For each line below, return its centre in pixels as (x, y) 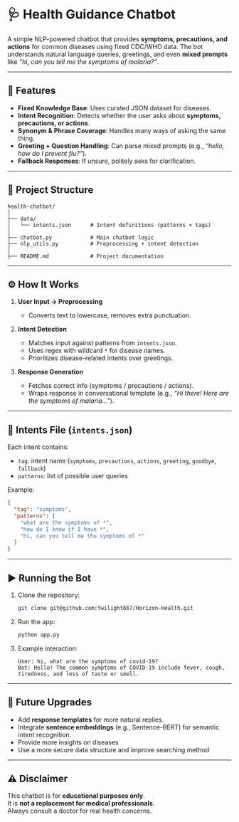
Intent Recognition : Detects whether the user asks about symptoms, (119, 115)
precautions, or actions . (54, 123)
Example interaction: (48, 648)
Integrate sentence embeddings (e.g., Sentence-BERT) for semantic (118, 727)
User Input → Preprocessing (60, 302)
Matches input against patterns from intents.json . (102, 343)
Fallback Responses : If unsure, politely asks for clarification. (107, 161)
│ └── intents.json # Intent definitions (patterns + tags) (110, 225)
